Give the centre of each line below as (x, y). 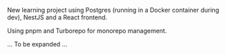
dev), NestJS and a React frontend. (57, 17)
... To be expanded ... (37, 44)
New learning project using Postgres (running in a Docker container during (113, 10)
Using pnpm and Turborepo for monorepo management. (87, 31)
